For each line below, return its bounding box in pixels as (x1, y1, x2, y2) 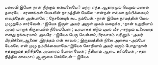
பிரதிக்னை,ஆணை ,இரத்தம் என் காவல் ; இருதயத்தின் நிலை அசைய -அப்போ (4, 37, 146, 43)
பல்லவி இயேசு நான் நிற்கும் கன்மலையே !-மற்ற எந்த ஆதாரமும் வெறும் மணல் (4, 4, 149, 10)
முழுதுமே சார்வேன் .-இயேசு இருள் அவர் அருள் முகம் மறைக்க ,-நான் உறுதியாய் (4, 21, 153, 26)
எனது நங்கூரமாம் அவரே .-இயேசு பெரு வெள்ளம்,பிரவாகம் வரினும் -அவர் (4, 32, 143, 37)
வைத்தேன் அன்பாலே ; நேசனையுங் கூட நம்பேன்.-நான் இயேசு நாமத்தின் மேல (4, 15, 149, 21)
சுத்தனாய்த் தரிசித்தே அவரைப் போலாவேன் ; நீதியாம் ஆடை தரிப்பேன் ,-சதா (4, 48, 146, 54)
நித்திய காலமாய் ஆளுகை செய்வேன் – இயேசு (4, 54, 89, 59)
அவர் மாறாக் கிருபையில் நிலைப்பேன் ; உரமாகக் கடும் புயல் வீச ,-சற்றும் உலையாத (4, 26, 153, 32)
